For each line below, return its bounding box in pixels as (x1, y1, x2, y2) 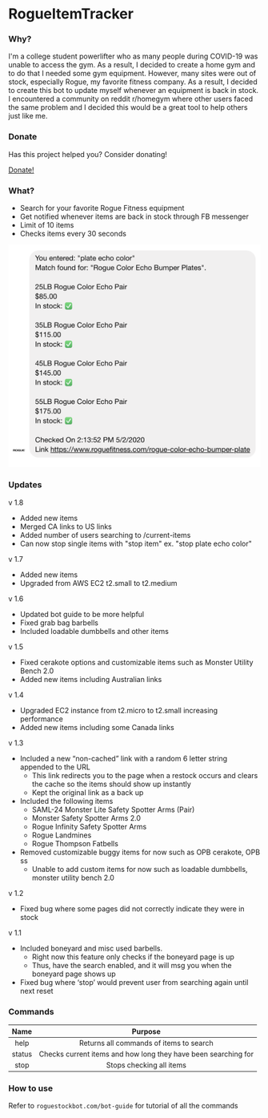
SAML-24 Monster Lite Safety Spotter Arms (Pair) (31, 805, 195, 814)
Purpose (131, 1027, 162, 1036)
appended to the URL (19, 762, 90, 772)
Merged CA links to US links (19, 522, 112, 531)
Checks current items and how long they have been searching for (38, 1049, 254, 1059)
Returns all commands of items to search (78, 1038, 214, 1047)
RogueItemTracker (8, 5, 134, 23)
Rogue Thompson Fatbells (31, 838, 118, 848)
